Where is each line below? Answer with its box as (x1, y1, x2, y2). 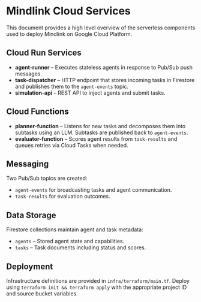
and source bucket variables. (6, 290, 78, 297)
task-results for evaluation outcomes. (14, 193, 111, 200)
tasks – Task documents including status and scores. (14, 244, 146, 251)
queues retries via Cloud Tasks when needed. (14, 141, 128, 149)
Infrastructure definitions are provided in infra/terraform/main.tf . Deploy (6, 277, 190, 284)
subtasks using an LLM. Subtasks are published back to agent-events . (14, 129, 188, 136)
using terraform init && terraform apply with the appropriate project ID (6, 283, 187, 291)
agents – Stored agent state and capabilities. (14, 238, 125, 245)
